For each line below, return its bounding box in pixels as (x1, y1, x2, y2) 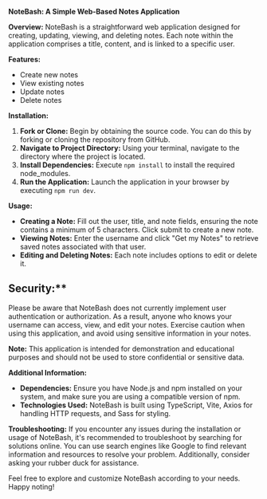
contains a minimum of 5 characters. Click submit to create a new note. (19, 225, 254, 234)
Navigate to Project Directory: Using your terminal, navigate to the (19, 143, 240, 152)
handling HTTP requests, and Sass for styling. (19, 408, 171, 418)
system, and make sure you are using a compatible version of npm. (19, 391, 241, 401)
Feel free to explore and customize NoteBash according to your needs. (8, 473, 241, 483)
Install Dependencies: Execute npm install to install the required (19, 160, 235, 170)
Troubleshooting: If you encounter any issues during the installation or (8, 424, 241, 434)
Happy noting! (8, 481, 55, 491)
